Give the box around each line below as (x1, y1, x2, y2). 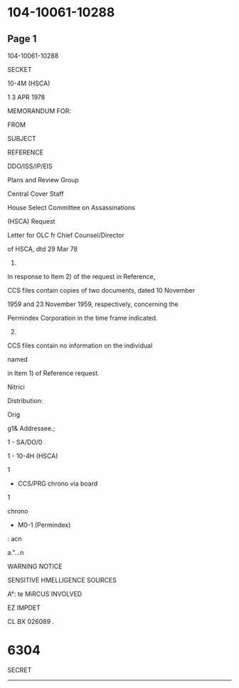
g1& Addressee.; (7, 424, 55, 432)
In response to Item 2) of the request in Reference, (7, 272, 156, 281)
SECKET (7, 66, 32, 73)
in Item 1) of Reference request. (7, 369, 100, 377)
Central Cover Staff (7, 189, 64, 198)
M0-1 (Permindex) (17, 521, 71, 529)
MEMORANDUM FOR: (7, 107, 71, 115)
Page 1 (7, 33, 37, 45)
